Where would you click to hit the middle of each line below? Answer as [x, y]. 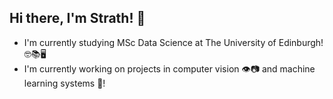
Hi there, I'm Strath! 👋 [77, 18]
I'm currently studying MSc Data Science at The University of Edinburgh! [173, 42]
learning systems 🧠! [64, 83]
